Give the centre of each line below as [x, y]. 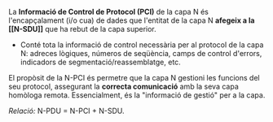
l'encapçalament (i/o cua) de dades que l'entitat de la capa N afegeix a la [132, 20]
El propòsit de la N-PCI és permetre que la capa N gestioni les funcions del [134, 78]
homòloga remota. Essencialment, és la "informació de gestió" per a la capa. [137, 95]
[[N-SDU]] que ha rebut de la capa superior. [82, 29]
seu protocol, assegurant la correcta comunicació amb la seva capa [123, 86]
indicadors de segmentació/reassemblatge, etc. [100, 62]
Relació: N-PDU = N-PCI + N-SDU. [66, 111]
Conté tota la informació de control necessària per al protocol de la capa [142, 45]
